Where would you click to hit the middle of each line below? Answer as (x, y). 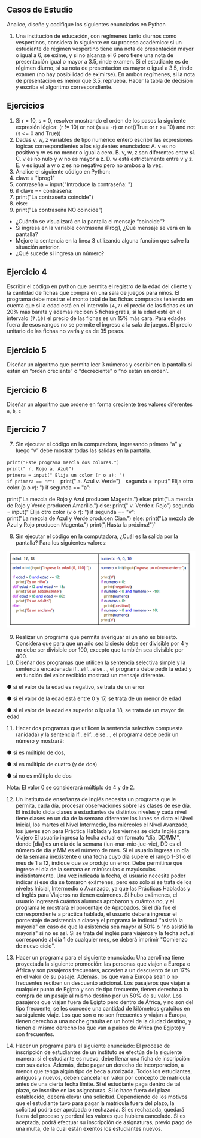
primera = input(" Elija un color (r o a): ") (66, 475)
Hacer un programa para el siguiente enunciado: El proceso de (93, 1046)
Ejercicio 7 (27, 430)
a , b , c (14, 411)
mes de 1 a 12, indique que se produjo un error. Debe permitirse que (99, 863)
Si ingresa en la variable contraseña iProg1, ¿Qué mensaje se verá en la (103, 228)
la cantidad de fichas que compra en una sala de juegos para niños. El (93, 293)
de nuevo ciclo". (35, 946)
